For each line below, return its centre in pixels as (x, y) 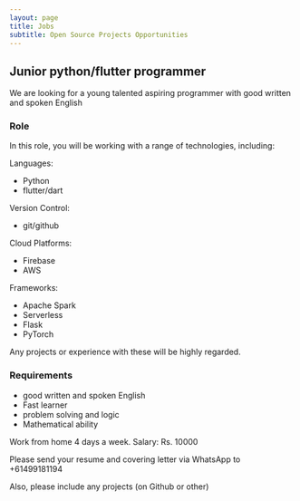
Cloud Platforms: (41, 243)
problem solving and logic (71, 414)
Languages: (31, 163)
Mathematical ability (60, 424)
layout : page (34, 18)
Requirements (41, 375)
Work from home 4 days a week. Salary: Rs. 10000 (104, 441)
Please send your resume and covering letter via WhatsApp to (125, 459)
